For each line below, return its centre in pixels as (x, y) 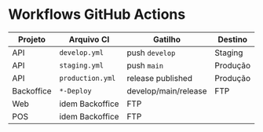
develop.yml (82, 52)
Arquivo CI (89, 39)
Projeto (32, 39)
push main (145, 65)
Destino (233, 39)
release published (159, 78)
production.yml (88, 78)
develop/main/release (167, 90)
